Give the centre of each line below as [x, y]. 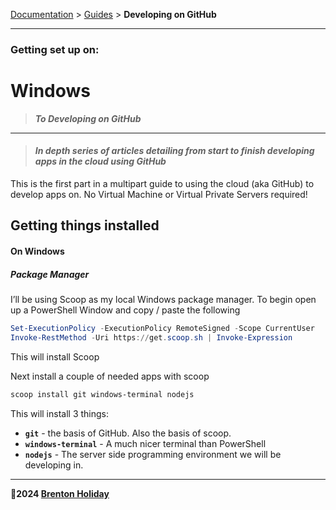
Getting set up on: [55, 49]
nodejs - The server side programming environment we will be [153, 454]
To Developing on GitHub [88, 118]
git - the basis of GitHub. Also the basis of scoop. [128, 433]
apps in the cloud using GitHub [100, 161]
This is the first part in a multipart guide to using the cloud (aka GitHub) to [162, 184]
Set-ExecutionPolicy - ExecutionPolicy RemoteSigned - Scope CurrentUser [162, 329]
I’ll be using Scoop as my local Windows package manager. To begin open [163, 300]
